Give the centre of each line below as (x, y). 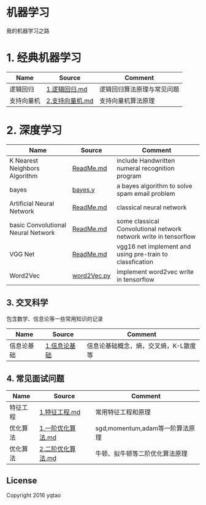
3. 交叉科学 (27, 303)
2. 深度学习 (34, 130)
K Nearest (24, 160)
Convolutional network (149, 229)
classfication (135, 261)
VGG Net (22, 254)
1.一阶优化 (55, 428)
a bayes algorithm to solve (154, 186)
